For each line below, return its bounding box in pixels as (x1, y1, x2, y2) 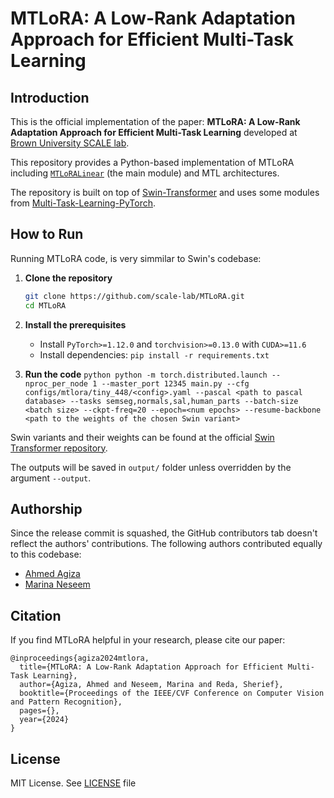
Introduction (10, 89, 90, 106)
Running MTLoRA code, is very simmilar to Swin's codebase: (10, 252, 262, 264)
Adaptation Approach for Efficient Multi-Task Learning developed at (10, 127, 298, 138)
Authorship (10, 500, 83, 517)
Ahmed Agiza (24, 568, 81, 580)
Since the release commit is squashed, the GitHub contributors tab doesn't (10, 527, 318, 539)
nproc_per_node (24, 378, 89, 389)
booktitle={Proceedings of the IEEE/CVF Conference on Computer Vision (19, 688, 325, 699)
